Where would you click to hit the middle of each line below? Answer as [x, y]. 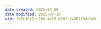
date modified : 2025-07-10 [33, 14]
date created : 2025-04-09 [32, 10]
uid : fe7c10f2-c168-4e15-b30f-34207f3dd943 [51, 19]
